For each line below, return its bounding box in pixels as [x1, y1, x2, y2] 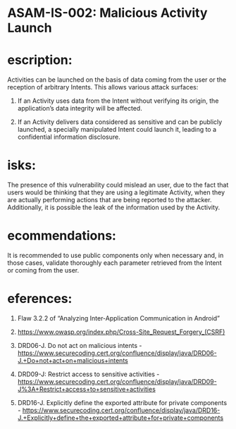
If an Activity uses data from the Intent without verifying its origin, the [17, 97, 219, 105]
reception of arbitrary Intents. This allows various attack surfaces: [7, 83, 199, 92]
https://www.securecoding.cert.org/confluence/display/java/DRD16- [22, 406, 221, 414]
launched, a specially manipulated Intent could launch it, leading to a [17, 125, 217, 134]
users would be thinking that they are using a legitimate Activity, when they [7, 188, 225, 197]
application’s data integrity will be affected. [17, 104, 142, 113]
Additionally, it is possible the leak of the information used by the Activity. [7, 203, 221, 212]
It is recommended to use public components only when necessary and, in [7, 251, 224, 259]
